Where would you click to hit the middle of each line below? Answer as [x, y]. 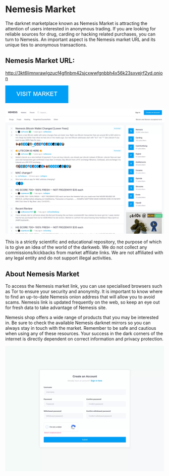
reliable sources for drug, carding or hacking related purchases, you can [80, 34]
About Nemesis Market [42, 274]
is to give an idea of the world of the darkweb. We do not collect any [76, 247]
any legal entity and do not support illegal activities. [59, 258]
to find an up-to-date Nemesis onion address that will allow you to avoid [80, 296]
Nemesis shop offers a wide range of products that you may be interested [82, 317]
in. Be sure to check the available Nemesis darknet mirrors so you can [78, 323]
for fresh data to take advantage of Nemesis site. [56, 308]
